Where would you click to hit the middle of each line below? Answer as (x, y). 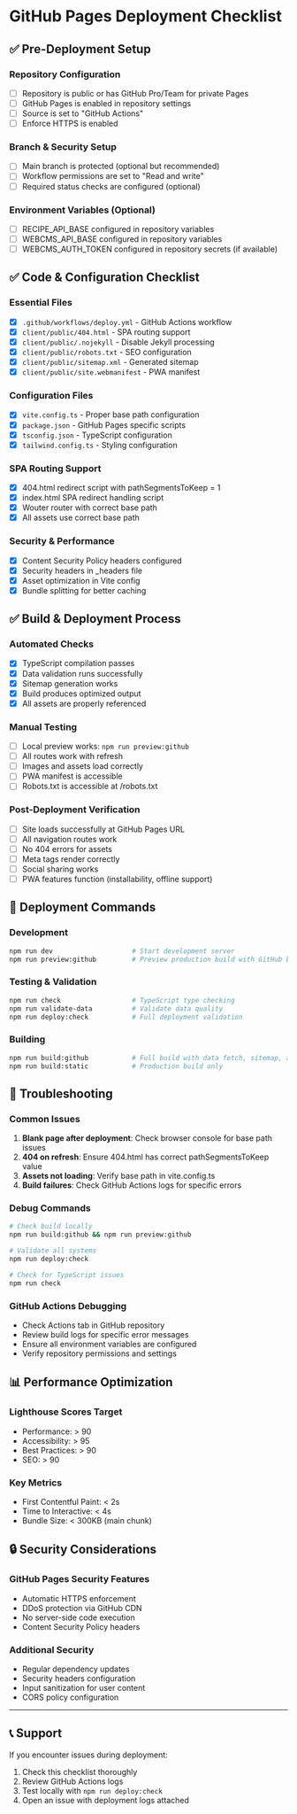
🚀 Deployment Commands (83, 907)
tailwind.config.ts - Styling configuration (100, 445)
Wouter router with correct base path (89, 508)
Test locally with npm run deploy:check (92, 1790)
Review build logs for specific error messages (105, 1335)
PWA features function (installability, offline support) (117, 880)
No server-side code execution (78, 1617)
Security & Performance (62, 541)
